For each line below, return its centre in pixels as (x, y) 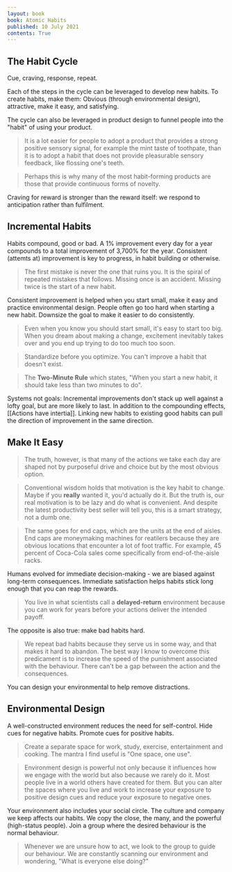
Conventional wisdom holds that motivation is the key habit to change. (125, 488)
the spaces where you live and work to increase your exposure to (118, 789)
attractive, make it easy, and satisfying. (63, 107)
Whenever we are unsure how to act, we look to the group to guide (120, 846)
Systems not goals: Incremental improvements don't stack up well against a (115, 398)
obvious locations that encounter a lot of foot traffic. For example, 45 (123, 545)
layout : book (26, 14)
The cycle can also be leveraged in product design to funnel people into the (115, 120)
